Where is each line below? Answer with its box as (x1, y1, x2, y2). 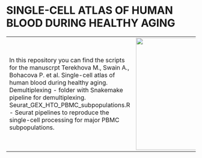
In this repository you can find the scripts (9, 56, 125, 64)
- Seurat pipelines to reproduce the (9, 108, 109, 117)
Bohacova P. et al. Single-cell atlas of (9, 71, 115, 79)
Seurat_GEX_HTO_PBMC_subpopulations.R (9, 101, 130, 109)
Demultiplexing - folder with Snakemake (9, 86, 123, 94)
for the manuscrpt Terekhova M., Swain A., (9, 63, 129, 72)
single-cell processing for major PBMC (9, 116, 120, 124)
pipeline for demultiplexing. (9, 93, 86, 102)
